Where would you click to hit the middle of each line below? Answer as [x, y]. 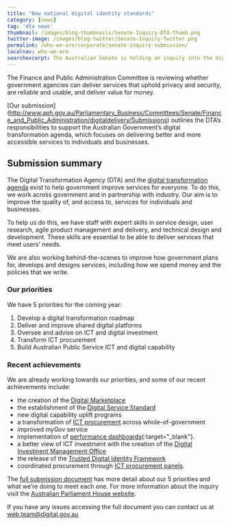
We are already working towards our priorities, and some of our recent [106, 380]
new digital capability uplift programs [69, 415]
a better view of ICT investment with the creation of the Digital [105, 444]
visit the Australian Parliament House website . [72, 493]
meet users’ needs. [34, 244]
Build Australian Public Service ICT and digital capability [96, 347]
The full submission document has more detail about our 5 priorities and [109, 479]
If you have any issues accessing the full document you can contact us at [111, 507]
